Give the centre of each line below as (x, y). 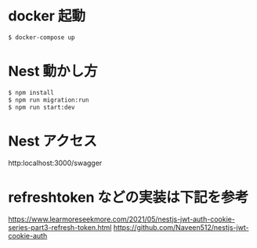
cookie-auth (28, 236)
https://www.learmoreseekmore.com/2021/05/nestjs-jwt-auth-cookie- (121, 219)
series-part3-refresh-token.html (60, 228)
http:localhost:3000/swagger (55, 163)
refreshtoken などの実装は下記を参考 (128, 197)
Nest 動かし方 (53, 71)
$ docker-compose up (42, 37)
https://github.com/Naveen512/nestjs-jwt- (181, 228)
